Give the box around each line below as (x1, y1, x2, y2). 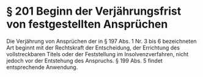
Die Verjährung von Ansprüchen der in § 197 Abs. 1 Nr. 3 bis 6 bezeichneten (6, 37, 197, 45)
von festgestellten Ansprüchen (6, 17, 168, 31)
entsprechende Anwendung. (6, 63, 78, 71)
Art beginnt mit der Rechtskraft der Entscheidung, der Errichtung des (6, 44, 180, 51)
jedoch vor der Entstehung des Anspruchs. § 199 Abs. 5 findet (6, 57, 163, 64)
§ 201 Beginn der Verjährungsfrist (6, 4, 182, 18)
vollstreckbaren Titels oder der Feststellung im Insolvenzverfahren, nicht (6, 50, 189, 57)
